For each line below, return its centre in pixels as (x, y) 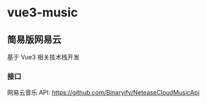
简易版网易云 (34, 39)
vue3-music (42, 13)
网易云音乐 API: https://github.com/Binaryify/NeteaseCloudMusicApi (103, 93)
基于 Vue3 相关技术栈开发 (44, 57)
